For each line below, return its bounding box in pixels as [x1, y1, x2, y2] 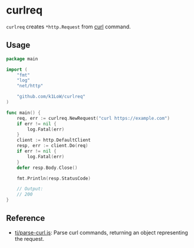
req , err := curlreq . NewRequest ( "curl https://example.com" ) [17, 115, 170, 121]
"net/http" [17, 83, 44, 89]
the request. [14, 235, 44, 242]
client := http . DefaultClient [17, 137, 91, 143]
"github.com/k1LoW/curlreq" [17, 94, 86, 100]
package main [6, 56, 38, 62]
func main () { [6, 110, 41, 116]
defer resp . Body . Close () [17, 165, 78, 171]
